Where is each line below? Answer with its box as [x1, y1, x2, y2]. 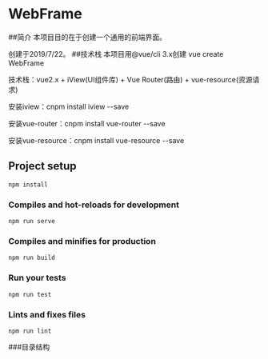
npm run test [8, 290, 52, 298]
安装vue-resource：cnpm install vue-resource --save [8, 135, 185, 145]
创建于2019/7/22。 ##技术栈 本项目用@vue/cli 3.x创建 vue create [8, 49, 224, 58]
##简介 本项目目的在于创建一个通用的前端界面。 [8, 32, 166, 42]
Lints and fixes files [8, 309, 86, 320]
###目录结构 [8, 341, 50, 352]
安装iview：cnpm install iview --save [8, 102, 130, 111]
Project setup [8, 159, 78, 173]
